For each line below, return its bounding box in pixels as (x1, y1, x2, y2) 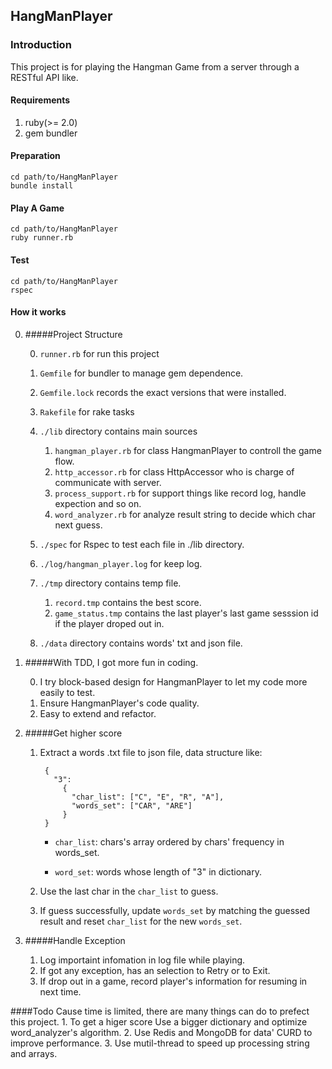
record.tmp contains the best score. (54, 596, 202, 608)
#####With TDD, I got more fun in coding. (24, 656, 199, 668)
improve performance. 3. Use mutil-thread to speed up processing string (10, 1037, 310, 1049)
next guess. (54, 519, 103, 531)
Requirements (10, 94, 71, 106)
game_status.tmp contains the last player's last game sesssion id (54, 607, 319, 619)
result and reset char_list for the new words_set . (39, 915, 243, 927)
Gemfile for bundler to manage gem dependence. (39, 367, 244, 379)
